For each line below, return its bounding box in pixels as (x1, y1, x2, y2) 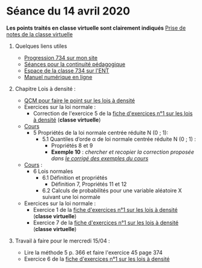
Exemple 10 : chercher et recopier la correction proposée (51, 148, 195, 155)
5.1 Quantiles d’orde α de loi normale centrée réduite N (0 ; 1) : (42, 135, 197, 143)
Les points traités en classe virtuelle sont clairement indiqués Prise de (6, 24, 186, 31)
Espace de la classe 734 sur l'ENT (24, 67, 109, 74)
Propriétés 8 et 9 (51, 142, 93, 149)
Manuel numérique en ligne (24, 73, 93, 80)
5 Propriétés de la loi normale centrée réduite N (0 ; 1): (33, 129, 168, 136)
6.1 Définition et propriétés (42, 174, 108, 181)
